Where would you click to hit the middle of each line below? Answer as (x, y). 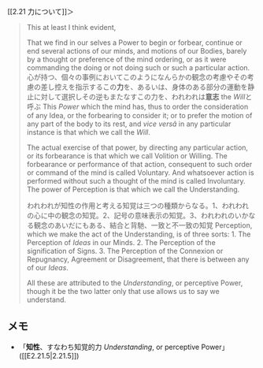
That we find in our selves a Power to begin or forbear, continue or (135, 43)
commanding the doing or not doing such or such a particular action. (138, 68)
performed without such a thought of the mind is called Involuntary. (136, 181)
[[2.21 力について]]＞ (41, 11)
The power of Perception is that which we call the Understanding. (133, 189)
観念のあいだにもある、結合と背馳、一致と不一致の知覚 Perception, (143, 225)
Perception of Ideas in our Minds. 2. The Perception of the (121, 242)
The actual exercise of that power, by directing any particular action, (137, 147)
